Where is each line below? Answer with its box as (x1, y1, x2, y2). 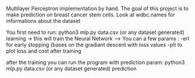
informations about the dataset (6, 18, 81, 24)
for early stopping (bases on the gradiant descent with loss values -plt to (6, 41, 183, 48)
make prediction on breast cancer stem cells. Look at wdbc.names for (6, 11, 175, 18)
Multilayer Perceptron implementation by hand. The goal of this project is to (6, 5, 189, 12)
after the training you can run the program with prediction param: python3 (6, 59, 185, 66)
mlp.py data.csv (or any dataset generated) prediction (6, 65, 137, 72)
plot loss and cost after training (6, 48, 82, 55)
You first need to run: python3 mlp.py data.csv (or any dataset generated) (6, 29, 185, 36)
